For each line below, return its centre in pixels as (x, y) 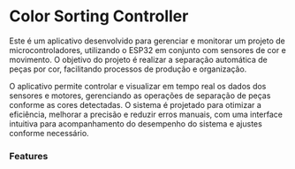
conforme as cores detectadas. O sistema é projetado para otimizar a (136, 104)
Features (29, 156)
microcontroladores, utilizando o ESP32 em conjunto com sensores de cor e (148, 50)
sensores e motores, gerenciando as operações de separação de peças (140, 96)
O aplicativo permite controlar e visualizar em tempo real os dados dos (138, 86)
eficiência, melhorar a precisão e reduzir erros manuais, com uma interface (146, 114)
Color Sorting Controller (99, 16)
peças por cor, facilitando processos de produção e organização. (128, 69)
